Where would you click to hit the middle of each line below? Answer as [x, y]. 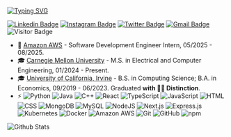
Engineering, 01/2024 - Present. [63, 70]
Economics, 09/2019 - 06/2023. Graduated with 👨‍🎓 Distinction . [109, 88]
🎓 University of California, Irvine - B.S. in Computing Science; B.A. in [117, 78]
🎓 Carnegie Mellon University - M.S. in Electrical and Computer [109, 60]
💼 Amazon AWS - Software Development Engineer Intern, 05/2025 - [115, 45]
